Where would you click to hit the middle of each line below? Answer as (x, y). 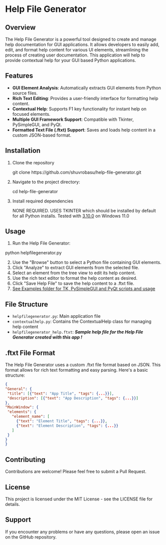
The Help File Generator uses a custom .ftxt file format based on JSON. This (83, 365)
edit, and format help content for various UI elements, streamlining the (77, 50)
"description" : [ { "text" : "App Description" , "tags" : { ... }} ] (73, 398)
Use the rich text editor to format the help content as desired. (75, 278)
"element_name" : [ (31, 417)
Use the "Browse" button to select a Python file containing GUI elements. (87, 262)
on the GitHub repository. (31, 537)
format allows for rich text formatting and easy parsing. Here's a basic (77, 370)
